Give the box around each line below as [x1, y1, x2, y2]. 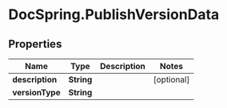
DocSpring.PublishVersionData [8, 6, 220, 24]
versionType [12, 87, 62, 98]
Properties [8, 37, 62, 51]
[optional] [153, 74, 190, 85]
